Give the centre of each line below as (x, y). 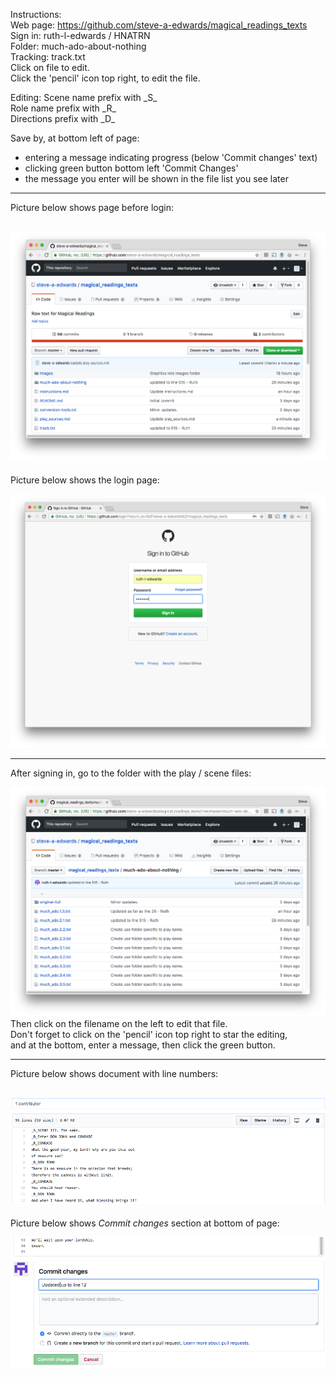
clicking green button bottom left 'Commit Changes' (131, 168)
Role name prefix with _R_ (63, 108)
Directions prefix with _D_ (63, 118)
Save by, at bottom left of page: (75, 138)
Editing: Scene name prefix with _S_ (84, 97)
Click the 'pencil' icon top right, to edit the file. (105, 78)
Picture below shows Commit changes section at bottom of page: (145, 1223)
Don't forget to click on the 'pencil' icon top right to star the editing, (149, 1035)
